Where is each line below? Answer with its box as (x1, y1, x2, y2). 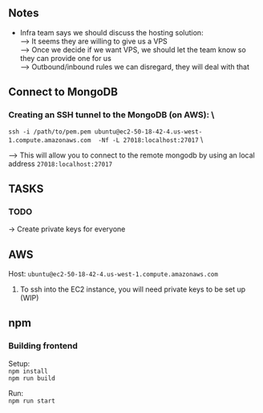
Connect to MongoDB (8, 85, 119, 99)
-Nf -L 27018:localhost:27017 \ (97, 134, 204, 144)
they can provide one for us (19, 53, 112, 63)
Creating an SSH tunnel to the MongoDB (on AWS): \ (8, 109, 215, 121)
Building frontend (8, 341, 79, 352)
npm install (8, 367, 48, 375)
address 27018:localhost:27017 (8, 158, 113, 168)
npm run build (8, 374, 56, 382)
